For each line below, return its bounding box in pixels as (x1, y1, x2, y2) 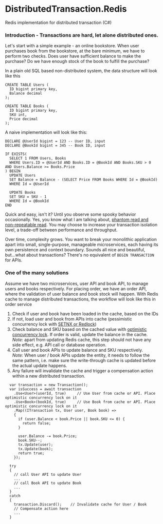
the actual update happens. (12, 363, 67, 368)
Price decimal (9, 117, 38, 121)
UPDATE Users (9, 173, 36, 178)
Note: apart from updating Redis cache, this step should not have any (12, 337, 152, 343)
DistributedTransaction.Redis (5, 3, 127, 15)
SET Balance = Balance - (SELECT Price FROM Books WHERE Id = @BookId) (9, 177, 158, 182)
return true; (18, 450, 45, 456)
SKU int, (9, 112, 27, 118)
